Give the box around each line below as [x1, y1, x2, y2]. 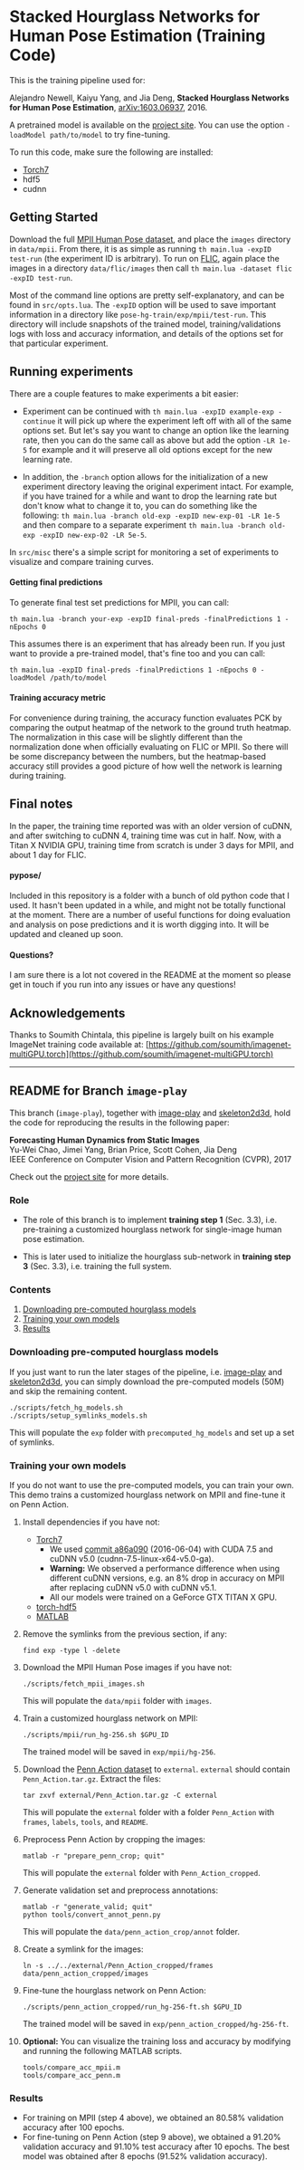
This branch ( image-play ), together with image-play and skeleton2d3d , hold [9, 1107, 291, 1118]
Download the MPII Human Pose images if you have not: [22, 1662, 233, 1672]
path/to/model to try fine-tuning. [49, 129, 171, 139]
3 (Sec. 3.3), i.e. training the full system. [22, 1261, 172, 1272]
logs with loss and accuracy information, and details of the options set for [9, 328, 284, 339]
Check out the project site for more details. [9, 1171, 169, 1182]
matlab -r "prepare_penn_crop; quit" [22, 1851, 166, 1860]
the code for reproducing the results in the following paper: [9, 1116, 230, 1128]
